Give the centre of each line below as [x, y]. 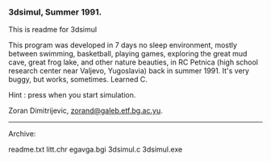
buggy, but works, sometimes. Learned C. [78, 80]
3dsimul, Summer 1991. [55, 12]
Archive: [22, 134]
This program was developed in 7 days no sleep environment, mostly [123, 45]
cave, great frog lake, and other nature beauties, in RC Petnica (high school [133, 62]
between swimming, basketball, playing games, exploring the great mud [128, 54]
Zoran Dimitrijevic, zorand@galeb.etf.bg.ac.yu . [85, 110]
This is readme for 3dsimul [53, 30]
